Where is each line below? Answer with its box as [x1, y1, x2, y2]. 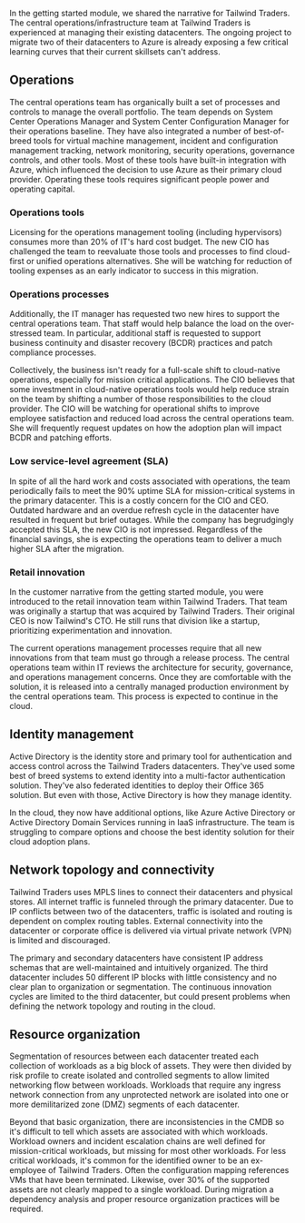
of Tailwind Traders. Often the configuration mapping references [48, 1165, 290, 1176]
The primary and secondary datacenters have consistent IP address [9, 952, 263, 963]
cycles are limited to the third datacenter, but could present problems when [9, 991, 290, 1001]
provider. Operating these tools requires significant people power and [9, 173, 270, 184]
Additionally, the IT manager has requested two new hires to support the [9, 309, 280, 320]
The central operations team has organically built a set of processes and [9, 96, 280, 107]
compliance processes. [9, 347, 97, 358]
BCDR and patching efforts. [9, 432, 112, 443]
